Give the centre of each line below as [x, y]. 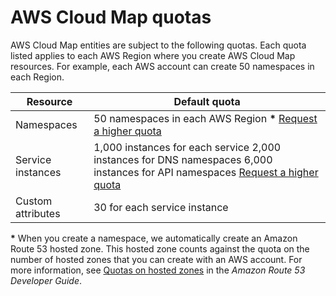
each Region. [37, 77]
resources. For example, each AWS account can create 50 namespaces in [162, 66]
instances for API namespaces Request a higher [206, 172]
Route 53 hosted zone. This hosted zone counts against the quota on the [160, 248]
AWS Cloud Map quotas [111, 17]
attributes [38, 213]
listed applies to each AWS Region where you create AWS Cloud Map [153, 55]
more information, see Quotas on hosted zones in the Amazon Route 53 [158, 270]
